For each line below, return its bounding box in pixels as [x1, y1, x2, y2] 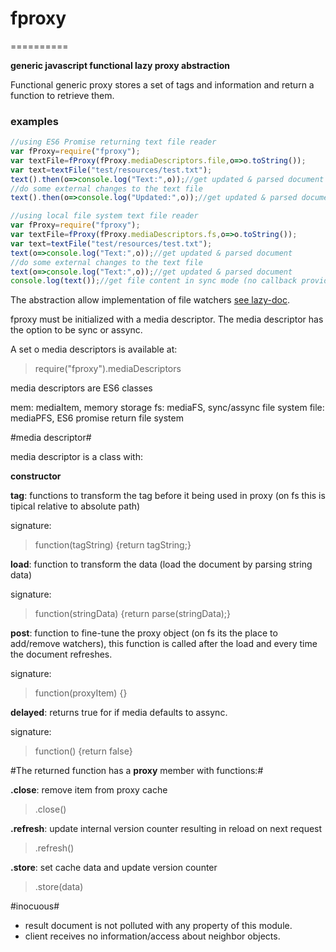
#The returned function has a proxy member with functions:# [10, 765, 264, 777]
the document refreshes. [10, 648, 113, 661]
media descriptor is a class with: [10, 451, 143, 463]
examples [10, 114, 59, 128]
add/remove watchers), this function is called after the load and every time [10, 638, 318, 650]
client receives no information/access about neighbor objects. [24, 930, 281, 942]
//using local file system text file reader [10, 211, 199, 221]
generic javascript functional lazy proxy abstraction [10, 59, 231, 71]
